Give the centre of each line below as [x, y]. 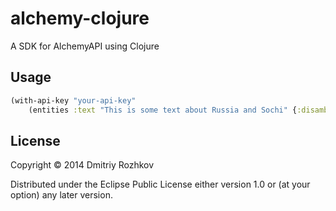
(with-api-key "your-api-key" [73, 100]
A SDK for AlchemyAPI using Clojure [85, 46]
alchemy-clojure [80, 18]
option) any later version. [61, 195]
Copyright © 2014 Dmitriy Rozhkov [82, 165]
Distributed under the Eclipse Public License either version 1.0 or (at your [160, 184]
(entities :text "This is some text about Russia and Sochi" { [163, 110]
